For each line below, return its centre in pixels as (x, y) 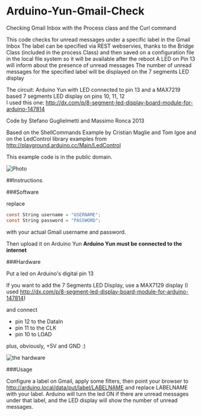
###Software (23, 192)
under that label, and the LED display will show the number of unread (92, 400)
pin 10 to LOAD (33, 334)
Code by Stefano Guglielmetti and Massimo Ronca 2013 (75, 120)
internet (17, 250)
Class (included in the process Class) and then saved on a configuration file (100, 52)
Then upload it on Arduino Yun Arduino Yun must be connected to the (94, 243)
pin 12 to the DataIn (39, 321)
